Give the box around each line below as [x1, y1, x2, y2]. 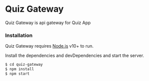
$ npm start [5, 71, 30, 76]
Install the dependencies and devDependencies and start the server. [5, 53, 145, 58]
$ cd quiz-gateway [5, 62, 43, 67]
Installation [5, 32, 33, 39]
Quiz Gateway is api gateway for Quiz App [5, 20, 91, 26]
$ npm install [5, 67, 35, 72]
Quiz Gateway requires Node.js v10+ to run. [5, 43, 94, 49]
